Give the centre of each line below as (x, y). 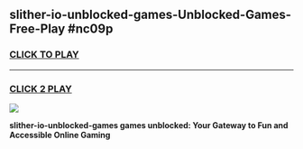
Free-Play (37, 29)
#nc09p (90, 29)
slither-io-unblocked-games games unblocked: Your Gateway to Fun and (149, 125)
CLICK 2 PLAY (41, 88)
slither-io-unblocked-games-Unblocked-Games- (150, 15)
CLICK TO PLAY (44, 55)
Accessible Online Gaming (60, 135)
